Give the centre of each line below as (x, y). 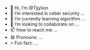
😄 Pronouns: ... (26, 37)
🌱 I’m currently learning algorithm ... (48, 19)
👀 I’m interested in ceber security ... (47, 13)
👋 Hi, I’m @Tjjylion (29, 8)
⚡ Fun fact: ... (24, 43)
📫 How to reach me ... (34, 30)
